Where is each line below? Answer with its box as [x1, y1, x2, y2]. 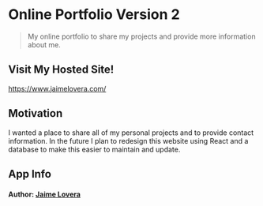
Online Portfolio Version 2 [8, 6, 180, 24]
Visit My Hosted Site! [8, 63, 115, 77]
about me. [27, 39, 61, 49]
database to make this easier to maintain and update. [8, 144, 181, 154]
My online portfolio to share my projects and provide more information [27, 32, 256, 41]
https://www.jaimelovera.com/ [8, 84, 107, 93]
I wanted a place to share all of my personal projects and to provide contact [8, 128, 254, 137]
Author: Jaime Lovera [8, 189, 81, 199]
